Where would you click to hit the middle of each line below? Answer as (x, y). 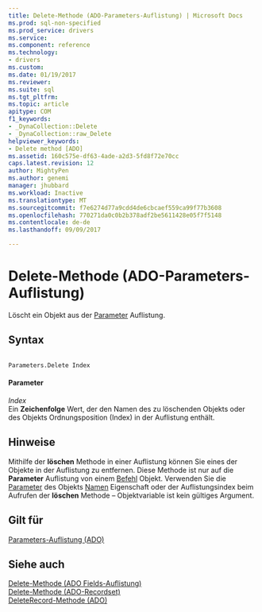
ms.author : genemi (39, 178)
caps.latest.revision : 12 (51, 164)
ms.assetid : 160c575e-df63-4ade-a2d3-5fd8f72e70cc (94, 156)
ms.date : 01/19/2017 (42, 75)
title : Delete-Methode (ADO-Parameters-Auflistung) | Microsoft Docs (126, 15)
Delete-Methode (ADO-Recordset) (64, 592)
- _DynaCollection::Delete (53, 126)
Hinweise (32, 442)
